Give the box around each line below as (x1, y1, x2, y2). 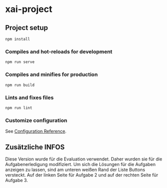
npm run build (5, 82, 35, 87)
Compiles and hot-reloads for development (5, 48, 113, 55)
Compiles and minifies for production (5, 71, 98, 78)
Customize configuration (5, 116, 68, 123)
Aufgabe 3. (5, 177, 29, 183)
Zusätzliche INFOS (5, 142, 65, 151)
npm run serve (5, 59, 35, 64)
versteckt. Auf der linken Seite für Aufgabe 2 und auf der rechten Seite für (5, 172, 158, 178)
